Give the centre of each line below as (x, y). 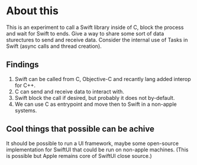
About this (33, 11)
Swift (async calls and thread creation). (54, 46)
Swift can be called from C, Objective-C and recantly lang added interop (103, 79)
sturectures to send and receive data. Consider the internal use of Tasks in (97, 40)
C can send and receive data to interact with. (69, 91)
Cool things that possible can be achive (80, 129)
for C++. (25, 85)
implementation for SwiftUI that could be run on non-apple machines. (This (97, 150)
